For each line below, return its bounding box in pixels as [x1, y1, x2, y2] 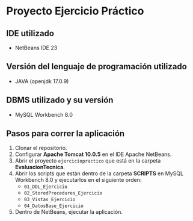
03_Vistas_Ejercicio [23, 197, 76, 203]
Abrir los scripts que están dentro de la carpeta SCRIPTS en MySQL [14, 170, 184, 177]
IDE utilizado [6, 28, 54, 39]
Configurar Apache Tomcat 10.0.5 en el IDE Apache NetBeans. [14, 151, 172, 158]
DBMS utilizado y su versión [6, 95, 114, 105]
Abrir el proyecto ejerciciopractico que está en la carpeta [14, 157, 161, 164]
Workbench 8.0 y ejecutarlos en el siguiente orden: [14, 176, 142, 184]
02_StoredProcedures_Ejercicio [23, 190, 103, 196]
